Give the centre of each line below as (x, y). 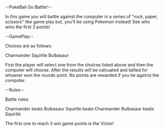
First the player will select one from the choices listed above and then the (79, 65)
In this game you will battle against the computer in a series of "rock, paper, (82, 16)
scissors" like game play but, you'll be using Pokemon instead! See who (78, 22)
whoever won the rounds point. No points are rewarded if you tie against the (82, 75)
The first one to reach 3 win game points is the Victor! (59, 123)
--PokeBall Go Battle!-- (28, 7)
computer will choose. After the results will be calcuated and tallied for (77, 70)
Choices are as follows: (29, 46)
